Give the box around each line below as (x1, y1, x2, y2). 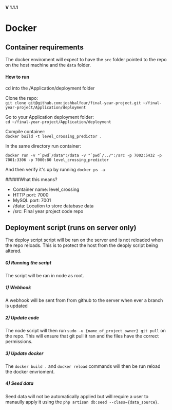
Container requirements (5, 43, 84, 51)
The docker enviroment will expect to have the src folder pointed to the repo (5, 57, 167, 62)
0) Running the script (5, 259, 52, 265)
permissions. (5, 338, 33, 344)
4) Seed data (5, 380, 34, 386)
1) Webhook (5, 284, 31, 290)
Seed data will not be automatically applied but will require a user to (5, 393, 149, 399)
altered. (5, 248, 22, 254)
